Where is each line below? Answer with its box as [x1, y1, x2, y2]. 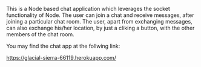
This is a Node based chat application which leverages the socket [6, 5, 171, 12]
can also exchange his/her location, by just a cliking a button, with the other [6, 24, 195, 31]
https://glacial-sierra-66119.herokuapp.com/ [6, 54, 117, 61]
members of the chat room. [6, 31, 74, 38]
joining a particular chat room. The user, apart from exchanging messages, [6, 18, 193, 25]
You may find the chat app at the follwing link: [6, 42, 120, 49]
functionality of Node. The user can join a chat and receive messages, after [6, 11, 195, 19]
